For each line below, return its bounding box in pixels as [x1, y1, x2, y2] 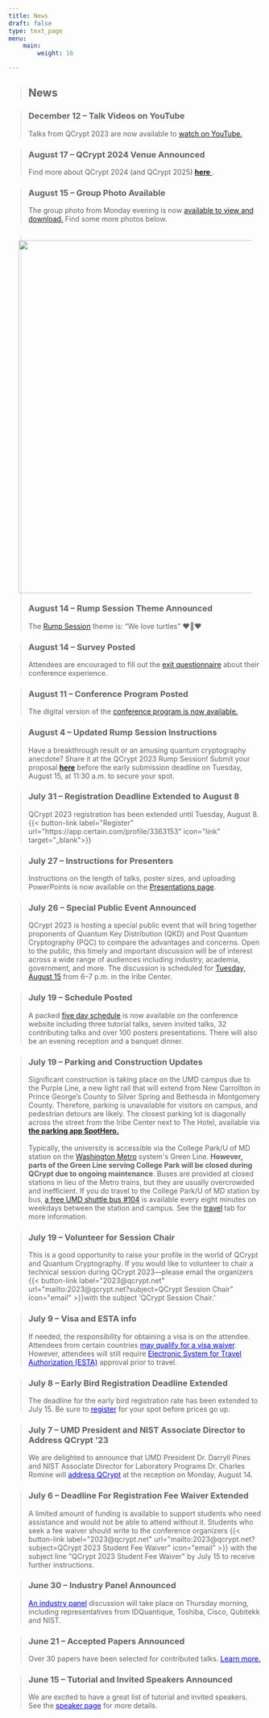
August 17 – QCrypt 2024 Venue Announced [27, 148, 205, 160]
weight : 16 [37, 49, 74, 57]
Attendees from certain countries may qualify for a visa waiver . [27, 1340, 237, 1349]
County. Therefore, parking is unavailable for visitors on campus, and [27, 1100, 258, 1110]
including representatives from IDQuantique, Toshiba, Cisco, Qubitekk [27, 1607, 260, 1616]
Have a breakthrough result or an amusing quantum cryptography [27, 745, 246, 755]
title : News [8, 11, 48, 20]
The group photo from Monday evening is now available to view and [27, 206, 254, 215]
